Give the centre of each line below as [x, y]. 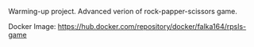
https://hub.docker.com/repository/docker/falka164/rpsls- [152, 26]
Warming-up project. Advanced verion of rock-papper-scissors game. [123, 11]
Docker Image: [32, 26]
